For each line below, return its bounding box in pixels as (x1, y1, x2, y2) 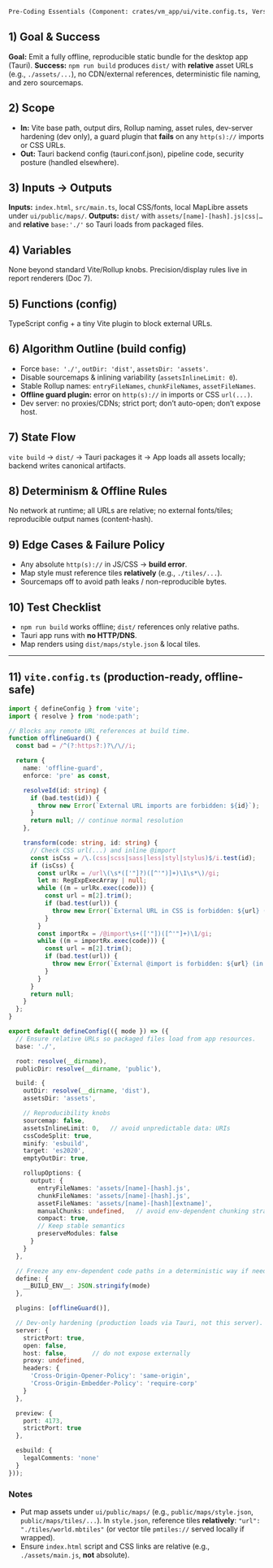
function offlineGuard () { (8, 734, 100, 743)
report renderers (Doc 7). (8, 273, 93, 284)
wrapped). (19, 1532, 55, 1542)
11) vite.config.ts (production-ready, (8, 671, 203, 684)
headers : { (23, 1364, 60, 1373)
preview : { (15, 1409, 53, 1418)
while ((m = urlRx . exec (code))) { (37, 884, 154, 893)
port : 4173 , (23, 1417, 63, 1425)
